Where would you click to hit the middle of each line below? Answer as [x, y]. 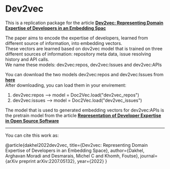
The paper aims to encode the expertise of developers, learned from [77, 38]
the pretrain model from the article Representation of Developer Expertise [83, 115]
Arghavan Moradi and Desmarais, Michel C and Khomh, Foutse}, [72, 156]
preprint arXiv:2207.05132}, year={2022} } [63, 161]
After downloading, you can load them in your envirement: [66, 85]
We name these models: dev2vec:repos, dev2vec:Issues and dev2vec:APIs [83, 65]
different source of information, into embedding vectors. [64, 43]
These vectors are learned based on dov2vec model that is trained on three [84, 48]
